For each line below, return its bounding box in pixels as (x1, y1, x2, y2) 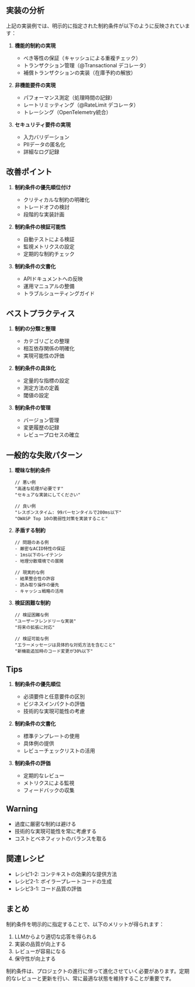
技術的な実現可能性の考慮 (23, 708, 85, 715)
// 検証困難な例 (14, 612, 49, 618)
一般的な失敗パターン (6, 450, 83, 460)
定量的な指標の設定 (23, 377, 70, 384)
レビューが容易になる (14, 948, 66, 955)
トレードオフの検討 (23, 203, 70, 210)
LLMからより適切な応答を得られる (14, 933, 97, 940)
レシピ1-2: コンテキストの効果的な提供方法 (14, 870, 117, 877)
